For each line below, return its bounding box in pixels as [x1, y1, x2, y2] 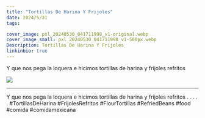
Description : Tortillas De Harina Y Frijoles [6, 42, 124, 48]
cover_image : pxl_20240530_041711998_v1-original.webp [6, 31, 149, 37]
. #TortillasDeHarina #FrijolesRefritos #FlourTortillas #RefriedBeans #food [6, 99, 191, 107]
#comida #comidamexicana [6, 106, 76, 113]
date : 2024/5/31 [6, 15, 48, 21]
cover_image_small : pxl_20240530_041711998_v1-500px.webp [6, 37, 157, 43]
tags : [6, 20, 20, 26]
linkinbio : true [6, 48, 48, 54]
